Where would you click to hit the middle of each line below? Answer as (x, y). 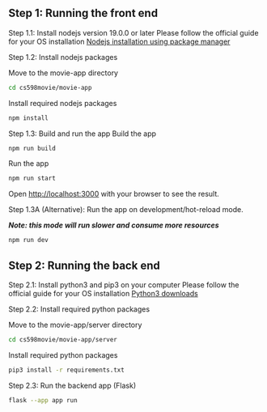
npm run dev (28, 240)
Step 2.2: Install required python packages (79, 309)
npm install (28, 118)
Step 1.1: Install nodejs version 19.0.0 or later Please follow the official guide (133, 32)
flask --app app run (43, 400)
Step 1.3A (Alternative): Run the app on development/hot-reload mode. (126, 210)
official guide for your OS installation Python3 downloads (103, 293)
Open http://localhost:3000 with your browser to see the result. (114, 194)
